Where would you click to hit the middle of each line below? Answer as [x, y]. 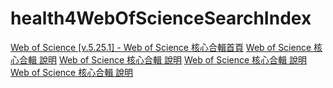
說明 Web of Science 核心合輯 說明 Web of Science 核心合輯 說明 [173, 59]
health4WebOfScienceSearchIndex [161, 18]
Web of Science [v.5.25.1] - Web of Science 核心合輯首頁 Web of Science [161, 47]
